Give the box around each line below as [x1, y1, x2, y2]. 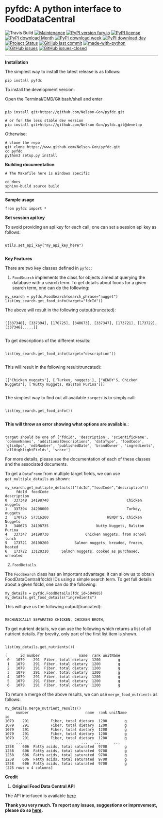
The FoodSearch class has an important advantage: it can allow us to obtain [5, 571, 154, 577]
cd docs [5, 179, 21, 184]
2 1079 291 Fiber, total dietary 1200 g [7, 665, 120, 671]
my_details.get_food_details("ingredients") [5, 595, 97, 600]
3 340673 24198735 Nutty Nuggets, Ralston [5, 523, 145, 528]
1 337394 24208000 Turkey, [5, 506, 142, 511]
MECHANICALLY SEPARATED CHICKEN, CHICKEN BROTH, [5, 617, 105, 622]
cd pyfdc [5, 149, 23, 153]
